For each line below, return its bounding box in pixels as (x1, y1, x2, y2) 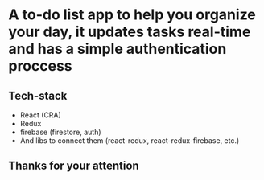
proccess (8, 57, 72, 76)
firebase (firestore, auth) (19, 127, 102, 137)
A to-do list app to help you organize (8, 6, 256, 24)
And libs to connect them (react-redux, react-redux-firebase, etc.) (19, 136, 240, 145)
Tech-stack (8, 88, 68, 102)
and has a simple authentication (8, 40, 227, 58)
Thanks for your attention (8, 159, 139, 173)
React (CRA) (19, 110, 62, 120)
